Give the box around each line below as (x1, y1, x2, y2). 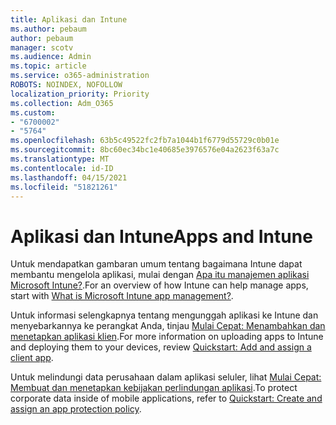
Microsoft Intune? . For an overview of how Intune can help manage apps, (10, 279, 309, 291)
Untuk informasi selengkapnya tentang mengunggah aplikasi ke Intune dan (10, 309, 319, 321)
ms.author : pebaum (10, 24, 87, 34)
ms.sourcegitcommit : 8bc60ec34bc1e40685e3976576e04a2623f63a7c (10, 145, 280, 155)
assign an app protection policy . (10, 403, 142, 415)
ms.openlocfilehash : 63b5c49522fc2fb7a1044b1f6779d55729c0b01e (10, 136, 280, 146)
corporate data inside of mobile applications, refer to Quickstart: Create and (10, 392, 323, 405)
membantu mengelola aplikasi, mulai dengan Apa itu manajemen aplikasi (10, 269, 310, 281)
